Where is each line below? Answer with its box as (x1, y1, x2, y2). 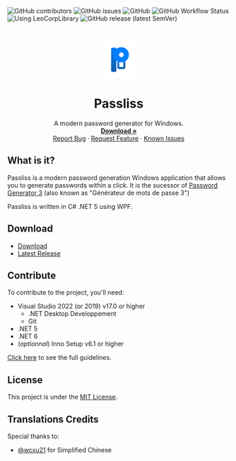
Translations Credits (7, 413, 99, 425)
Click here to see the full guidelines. (7, 353, 112, 362)
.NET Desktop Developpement (28, 309, 117, 318)
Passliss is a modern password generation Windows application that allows (7, 173, 226, 182)
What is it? (7, 154, 55, 166)
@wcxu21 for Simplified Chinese (17, 446, 112, 454)
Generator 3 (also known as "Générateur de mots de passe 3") (7, 188, 190, 197)
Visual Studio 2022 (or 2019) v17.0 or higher (17, 302, 146, 311)
